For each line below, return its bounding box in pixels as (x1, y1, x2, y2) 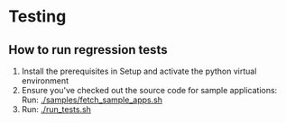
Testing (8, 6, 67, 27)
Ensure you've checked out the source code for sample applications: (21, 85, 278, 95)
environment (21, 75, 69, 86)
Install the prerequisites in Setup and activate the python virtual (21, 66, 257, 76)
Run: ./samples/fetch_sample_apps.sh (21, 94, 163, 105)
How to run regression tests (8, 42, 168, 57)
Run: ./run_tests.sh (21, 104, 92, 114)
